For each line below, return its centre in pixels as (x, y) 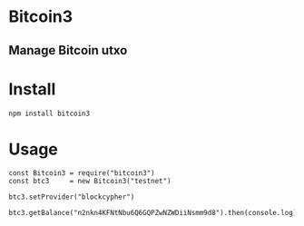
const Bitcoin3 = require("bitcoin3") (82, 173)
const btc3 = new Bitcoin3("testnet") (90, 182)
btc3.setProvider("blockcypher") (72, 197)
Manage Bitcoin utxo (68, 50)
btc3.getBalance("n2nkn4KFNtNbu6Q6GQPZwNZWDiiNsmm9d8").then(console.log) (153, 213)
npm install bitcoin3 (49, 113)
